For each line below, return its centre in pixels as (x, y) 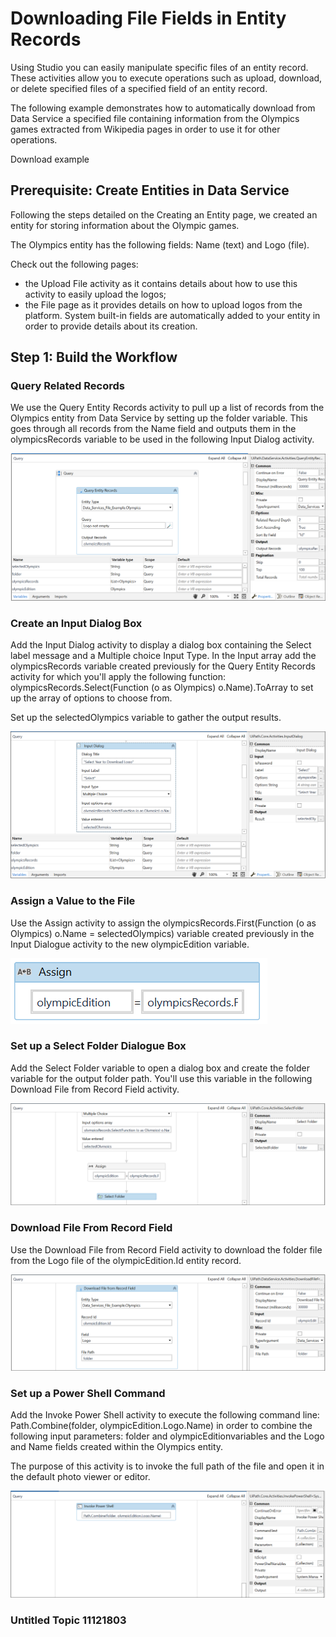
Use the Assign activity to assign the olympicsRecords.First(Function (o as (163, 923)
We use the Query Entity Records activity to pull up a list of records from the (167, 408)
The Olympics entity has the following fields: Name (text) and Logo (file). (160, 244)
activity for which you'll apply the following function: (118, 677)
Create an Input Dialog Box (76, 624)
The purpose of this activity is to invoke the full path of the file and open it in (167, 1466)
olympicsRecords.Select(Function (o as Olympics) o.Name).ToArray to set (162, 688)
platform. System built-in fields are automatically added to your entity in (172, 315)
